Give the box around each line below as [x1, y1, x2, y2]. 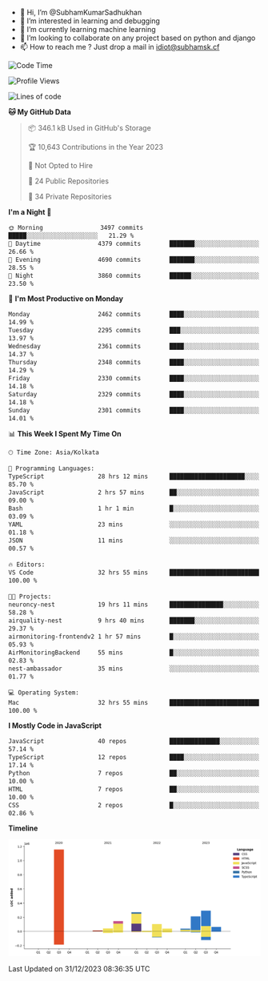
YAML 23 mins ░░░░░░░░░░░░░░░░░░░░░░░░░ [8, 521, 260, 529]
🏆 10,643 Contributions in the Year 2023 [27, 143, 164, 151]
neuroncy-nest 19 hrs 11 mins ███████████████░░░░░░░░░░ [8, 601, 260, 609]
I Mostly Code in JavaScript [8, 721, 102, 730]
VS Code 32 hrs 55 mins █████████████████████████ [8, 569, 260, 577]
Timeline [8, 823, 38, 833]
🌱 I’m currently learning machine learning [19, 25, 156, 34]
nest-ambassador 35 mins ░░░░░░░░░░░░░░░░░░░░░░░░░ [8, 665, 260, 673]
